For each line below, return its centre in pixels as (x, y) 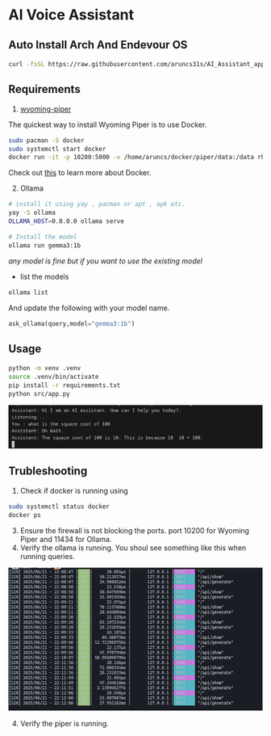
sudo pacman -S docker (46, 140)
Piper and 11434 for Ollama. (66, 539)
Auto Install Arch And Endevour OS (98, 45)
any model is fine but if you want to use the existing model (106, 261)
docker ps (25, 515)
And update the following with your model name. (89, 308)
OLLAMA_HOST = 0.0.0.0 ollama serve (67, 221)
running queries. (47, 556)
